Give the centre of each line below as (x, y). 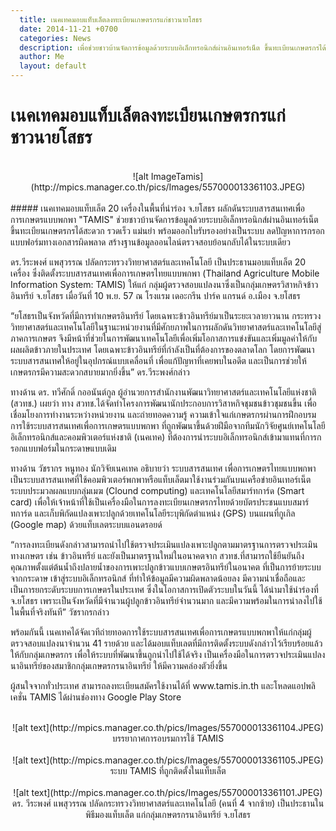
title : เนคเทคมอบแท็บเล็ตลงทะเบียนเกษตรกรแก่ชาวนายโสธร (111, 19)
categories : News (55, 38)
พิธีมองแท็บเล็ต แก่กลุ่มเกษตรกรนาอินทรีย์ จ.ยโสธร (168, 814)
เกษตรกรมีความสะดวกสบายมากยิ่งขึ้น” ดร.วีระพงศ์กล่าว (100, 372)
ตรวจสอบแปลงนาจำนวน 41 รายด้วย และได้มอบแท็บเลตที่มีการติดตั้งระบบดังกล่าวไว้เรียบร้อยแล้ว (166, 643)
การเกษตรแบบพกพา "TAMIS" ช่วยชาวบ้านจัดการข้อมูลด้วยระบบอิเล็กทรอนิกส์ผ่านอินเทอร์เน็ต (164, 219)
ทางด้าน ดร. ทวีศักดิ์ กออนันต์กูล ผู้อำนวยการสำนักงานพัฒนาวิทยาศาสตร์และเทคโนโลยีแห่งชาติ (163, 392)
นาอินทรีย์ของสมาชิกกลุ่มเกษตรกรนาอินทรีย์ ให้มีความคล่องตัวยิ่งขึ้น (119, 665)
